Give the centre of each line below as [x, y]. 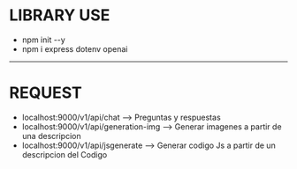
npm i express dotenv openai [75, 48]
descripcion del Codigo [65, 154]
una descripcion [51, 136]
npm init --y [44, 40]
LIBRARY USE [60, 15]
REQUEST [46, 93]
